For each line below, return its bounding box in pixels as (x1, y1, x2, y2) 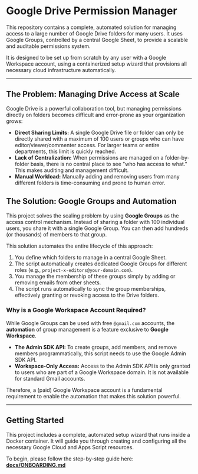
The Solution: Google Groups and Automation (6, 196, 177, 206)
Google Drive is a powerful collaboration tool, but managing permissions (6, 105, 181, 112)
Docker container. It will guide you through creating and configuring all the (6, 437, 187, 444)
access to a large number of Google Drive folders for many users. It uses (6, 30, 183, 37)
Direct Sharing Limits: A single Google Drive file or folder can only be (14, 129, 184, 136)
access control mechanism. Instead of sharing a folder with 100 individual (6, 218, 184, 225)
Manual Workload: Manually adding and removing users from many (14, 173, 180, 180)
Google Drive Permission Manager (6, 4, 178, 18)
